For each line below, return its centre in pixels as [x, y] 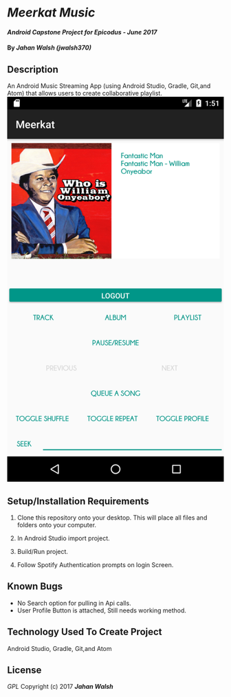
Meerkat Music [51, 13]
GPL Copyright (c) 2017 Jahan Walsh [60, 687]
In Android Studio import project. [63, 538]
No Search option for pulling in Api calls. [74, 603]
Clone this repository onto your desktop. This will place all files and [112, 518]
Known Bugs [35, 587]
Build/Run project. [43, 552]
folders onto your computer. [57, 525]
